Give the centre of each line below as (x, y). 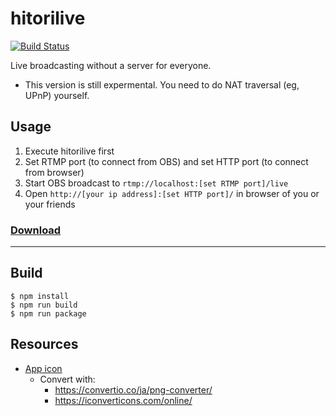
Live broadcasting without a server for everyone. (111, 65)
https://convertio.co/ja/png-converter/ (133, 389)
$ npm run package (48, 313)
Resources (44, 344)
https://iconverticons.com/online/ (123, 400)
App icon (43, 368)
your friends (50, 204)
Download (36, 230)
